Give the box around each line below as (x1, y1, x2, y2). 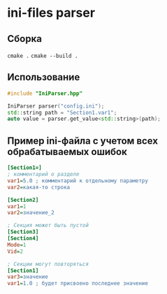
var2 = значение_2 (7, 210, 55, 216)
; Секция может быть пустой (7, 222, 89, 229)
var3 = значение (7, 274, 49, 281)
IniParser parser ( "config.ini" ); (7, 103, 105, 110)
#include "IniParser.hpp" (7, 89, 82, 97)
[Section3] (7, 228, 39, 235)
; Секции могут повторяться (7, 260, 89, 267)
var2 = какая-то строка (7, 184, 71, 191)
